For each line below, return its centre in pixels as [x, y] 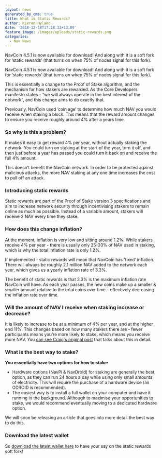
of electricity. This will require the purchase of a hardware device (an [81, 383]
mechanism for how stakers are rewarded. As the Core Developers [71, 89]
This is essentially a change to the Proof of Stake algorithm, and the [73, 84]
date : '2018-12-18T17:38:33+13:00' [41, 28]
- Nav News [20, 41]
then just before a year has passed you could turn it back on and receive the [81, 153]
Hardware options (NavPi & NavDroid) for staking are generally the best [83, 372]
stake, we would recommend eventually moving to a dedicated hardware [84, 403]
